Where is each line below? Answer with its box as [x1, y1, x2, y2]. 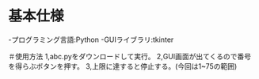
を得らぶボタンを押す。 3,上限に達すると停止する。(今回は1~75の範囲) [8, 61, 238, 71]
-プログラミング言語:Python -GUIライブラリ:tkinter [8, 35, 174, 44]
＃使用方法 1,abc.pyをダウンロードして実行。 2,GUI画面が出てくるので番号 [8, 51, 252, 61]
